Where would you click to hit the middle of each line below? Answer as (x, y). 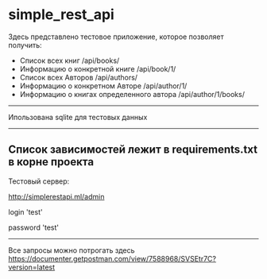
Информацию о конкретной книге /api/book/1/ (98, 68)
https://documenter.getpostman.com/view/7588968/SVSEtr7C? (112, 258)
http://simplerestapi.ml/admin (56, 196)
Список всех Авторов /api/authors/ (78, 77)
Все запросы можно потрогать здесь (72, 250)
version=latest (32, 267)
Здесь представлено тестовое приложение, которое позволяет (116, 37)
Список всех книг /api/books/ (70, 60)
